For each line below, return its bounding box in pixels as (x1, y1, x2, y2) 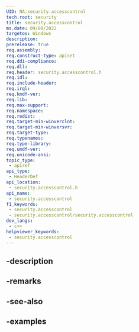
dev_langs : (6, 218, 33, 224)
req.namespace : (6, 108, 44, 114)
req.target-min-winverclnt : (6, 119, 76, 125)
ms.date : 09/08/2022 (6, 25, 57, 31)
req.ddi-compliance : (6, 58, 57, 64)
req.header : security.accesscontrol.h (6, 69, 102, 75)
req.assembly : (6, 47, 41, 53)
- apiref (8, 163, 31, 169)
